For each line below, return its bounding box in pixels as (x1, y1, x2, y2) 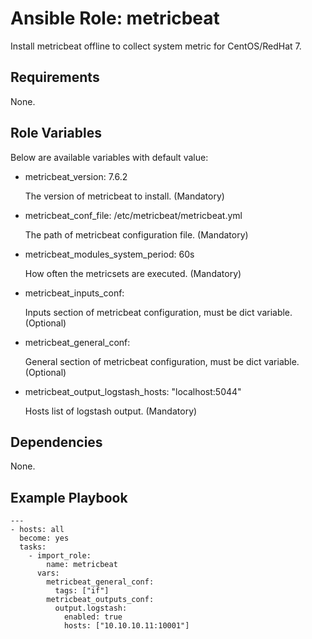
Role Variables (10, 125, 102, 142)
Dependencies (10, 433, 103, 451)
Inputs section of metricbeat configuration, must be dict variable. (24, 306, 293, 318)
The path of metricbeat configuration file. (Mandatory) (24, 228, 249, 241)
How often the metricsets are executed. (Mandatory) (24, 267, 242, 279)
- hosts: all (10, 525, 65, 535)
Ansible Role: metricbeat (10, 7, 220, 30)
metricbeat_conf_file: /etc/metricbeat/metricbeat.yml (24, 209, 243, 221)
